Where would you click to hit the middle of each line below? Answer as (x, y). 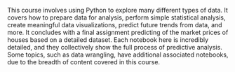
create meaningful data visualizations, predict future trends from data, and (115, 25)
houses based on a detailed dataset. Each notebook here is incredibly (108, 40)
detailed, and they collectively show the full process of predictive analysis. (115, 47)
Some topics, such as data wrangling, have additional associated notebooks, (118, 55)
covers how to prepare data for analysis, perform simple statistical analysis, (116, 17)
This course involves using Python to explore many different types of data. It (117, 10)
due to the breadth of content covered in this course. (83, 62)
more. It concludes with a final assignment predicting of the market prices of (118, 32)
